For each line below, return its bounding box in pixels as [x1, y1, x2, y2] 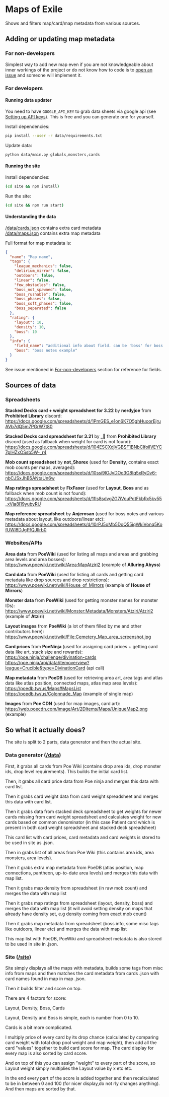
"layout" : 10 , [14, 320, 44, 325]
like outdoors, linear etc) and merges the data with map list [5, 926, 127, 932]
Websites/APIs [5, 539, 43, 546]
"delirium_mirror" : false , [14, 268, 71, 273]
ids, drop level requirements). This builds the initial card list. [5, 768, 129, 774]
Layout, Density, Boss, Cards [5, 1005, 65, 1011]
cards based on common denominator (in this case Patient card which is [5, 819, 155, 825]
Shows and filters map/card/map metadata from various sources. [5, 20, 141, 26]
